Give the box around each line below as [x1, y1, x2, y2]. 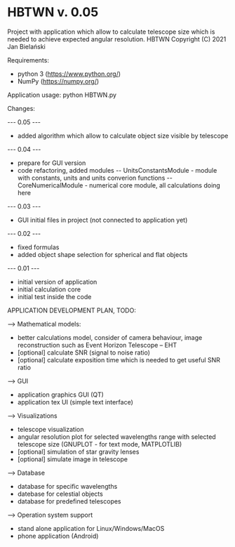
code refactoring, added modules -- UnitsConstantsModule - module [17, 166, 217, 174]
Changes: [7, 104, 35, 112]
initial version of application [17, 277, 98, 286]
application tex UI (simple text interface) [17, 397, 133, 406]
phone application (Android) [17, 532, 99, 540]
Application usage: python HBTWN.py [7, 91, 117, 99]
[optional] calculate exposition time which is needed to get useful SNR [17, 355, 221, 364]
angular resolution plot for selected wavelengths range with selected [17, 433, 216, 441]
